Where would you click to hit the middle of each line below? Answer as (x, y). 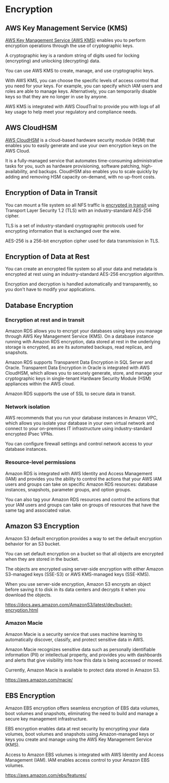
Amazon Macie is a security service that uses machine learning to (74, 634)
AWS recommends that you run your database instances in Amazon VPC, (81, 418)
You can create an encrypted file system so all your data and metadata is (81, 269)
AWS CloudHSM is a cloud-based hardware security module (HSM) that (80, 140)
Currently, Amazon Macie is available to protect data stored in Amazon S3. (83, 670)
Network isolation (28, 407)
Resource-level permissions (40, 462)
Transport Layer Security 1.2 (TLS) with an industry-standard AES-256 (78, 210)
